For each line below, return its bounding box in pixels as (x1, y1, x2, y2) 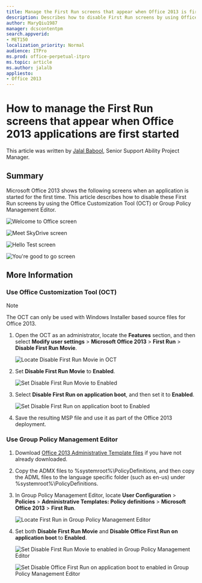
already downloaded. (14, 455, 68, 463)
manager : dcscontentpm (6, 25, 63, 32)
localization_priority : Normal (6, 43, 85, 49)
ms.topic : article (6, 59, 52, 65)
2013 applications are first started (6, 127, 179, 141)
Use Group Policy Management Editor (6, 435, 118, 444)
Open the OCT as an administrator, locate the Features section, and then (14, 331, 195, 338)
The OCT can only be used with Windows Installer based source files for (6, 313, 186, 320)
